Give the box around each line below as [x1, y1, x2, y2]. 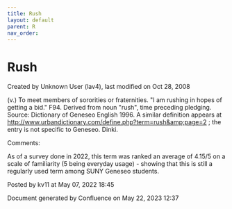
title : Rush [7, 10, 42, 17]
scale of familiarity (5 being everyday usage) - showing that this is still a [7, 160, 213, 168]
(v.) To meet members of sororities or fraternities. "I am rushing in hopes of [7, 96, 222, 104]
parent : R [7, 23, 36, 30]
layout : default [7, 17, 54, 24]
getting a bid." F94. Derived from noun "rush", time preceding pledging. [7, 103, 212, 112]
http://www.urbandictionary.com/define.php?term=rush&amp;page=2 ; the [7, 118, 222, 126]
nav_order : [7, 29, 39, 37]
